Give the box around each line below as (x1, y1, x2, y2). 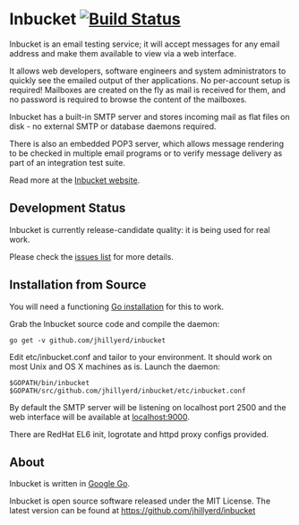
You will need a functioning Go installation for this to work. (9, 301, 225, 312)
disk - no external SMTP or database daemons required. (9, 121, 217, 132)
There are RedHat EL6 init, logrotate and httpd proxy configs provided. (9, 428, 269, 439)
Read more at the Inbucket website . (9, 175, 141, 185)
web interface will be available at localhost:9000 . (9, 411, 190, 422)
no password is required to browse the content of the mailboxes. (9, 94, 248, 105)
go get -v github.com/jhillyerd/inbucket (9, 336, 167, 345)
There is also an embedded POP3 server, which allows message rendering (9, 138, 285, 149)
